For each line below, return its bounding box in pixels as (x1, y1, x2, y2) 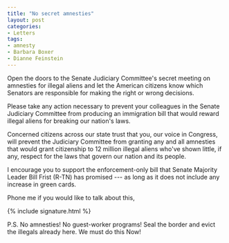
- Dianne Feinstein (7, 55, 64, 62)
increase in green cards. (7, 180, 77, 188)
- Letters (7, 29, 36, 37)
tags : (7, 36, 23, 43)
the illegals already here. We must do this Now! (7, 227, 142, 235)
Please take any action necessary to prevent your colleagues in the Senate (7, 101, 220, 110)
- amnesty (7, 42, 36, 49)
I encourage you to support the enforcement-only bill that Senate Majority (7, 165, 218, 173)
